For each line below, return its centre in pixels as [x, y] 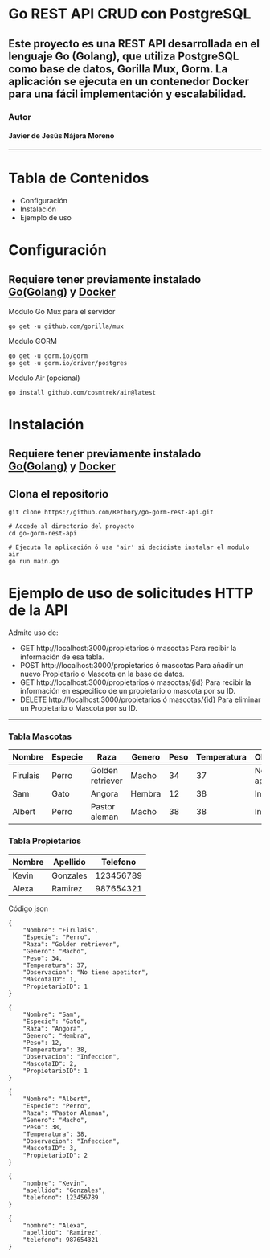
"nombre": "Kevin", [55, 1183]
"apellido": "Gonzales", [64, 1190]
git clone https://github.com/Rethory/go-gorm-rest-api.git [111, 512]
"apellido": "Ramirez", [63, 1232]
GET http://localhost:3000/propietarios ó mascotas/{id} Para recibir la [135, 682]
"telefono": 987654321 [61, 1240]
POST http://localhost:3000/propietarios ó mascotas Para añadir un [132, 665]
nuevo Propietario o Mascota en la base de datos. [102, 674]
